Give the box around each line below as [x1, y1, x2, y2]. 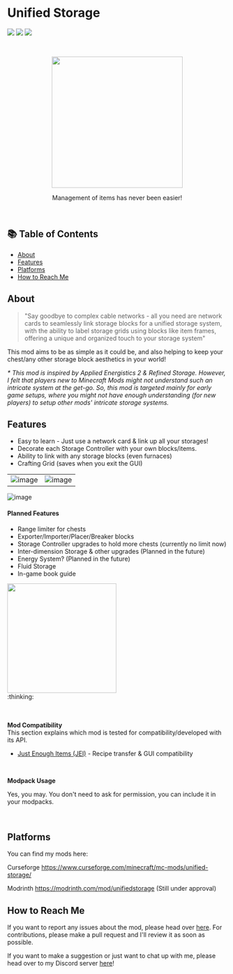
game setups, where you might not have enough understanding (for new [7, 391, 216, 399]
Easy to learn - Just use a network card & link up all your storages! [17, 437, 209, 445]
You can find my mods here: [7, 849, 89, 858]
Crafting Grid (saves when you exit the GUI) [17, 459, 143, 468]
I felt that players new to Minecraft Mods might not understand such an [7, 376, 213, 384]
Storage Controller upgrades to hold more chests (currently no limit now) [17, 539, 227, 548]
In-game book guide [17, 569, 77, 578]
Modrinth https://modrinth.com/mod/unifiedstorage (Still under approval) [7, 884, 217, 893]
